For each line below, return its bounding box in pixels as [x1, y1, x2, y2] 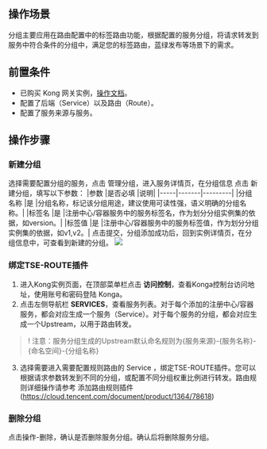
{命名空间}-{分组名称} [27, 346, 99, 355]
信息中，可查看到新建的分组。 [14, 238, 113, 248]
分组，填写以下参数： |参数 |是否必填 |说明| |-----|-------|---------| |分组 [14, 189, 253, 198]
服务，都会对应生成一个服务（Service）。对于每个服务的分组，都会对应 [19, 309, 250, 319]
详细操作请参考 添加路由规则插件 [26, 382, 133, 392]
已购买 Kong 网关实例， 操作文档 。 [19, 88, 132, 98]
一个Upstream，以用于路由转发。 [26, 319, 137, 328]
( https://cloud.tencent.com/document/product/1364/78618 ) [19, 391, 215, 401]
